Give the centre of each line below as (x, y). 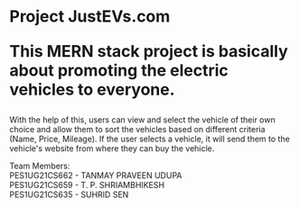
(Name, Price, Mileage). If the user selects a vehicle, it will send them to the (150, 139)
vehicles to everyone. (92, 90)
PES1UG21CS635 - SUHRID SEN (69, 194)
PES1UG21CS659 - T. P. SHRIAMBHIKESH (87, 185)
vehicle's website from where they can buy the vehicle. (112, 148)
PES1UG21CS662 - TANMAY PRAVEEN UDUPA (96, 175)
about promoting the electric (119, 71)
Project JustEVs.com (90, 17)
